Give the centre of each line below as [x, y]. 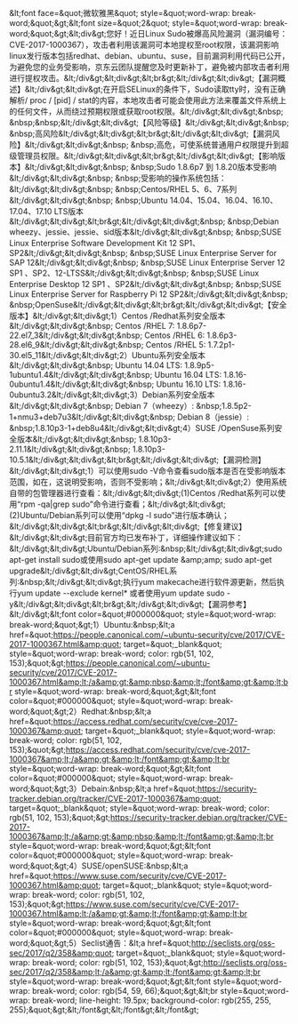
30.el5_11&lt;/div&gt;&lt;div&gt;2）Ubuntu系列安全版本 [108, 355]
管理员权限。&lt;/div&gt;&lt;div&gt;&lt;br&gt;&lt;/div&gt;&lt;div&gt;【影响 [147, 156]
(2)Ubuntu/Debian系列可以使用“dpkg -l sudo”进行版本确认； [119, 515]
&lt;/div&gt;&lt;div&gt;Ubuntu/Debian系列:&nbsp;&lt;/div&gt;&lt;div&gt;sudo [146, 548]
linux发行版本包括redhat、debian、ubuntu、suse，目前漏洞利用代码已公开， [149, 56]
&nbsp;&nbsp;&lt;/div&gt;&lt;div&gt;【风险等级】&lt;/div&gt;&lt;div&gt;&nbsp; [149, 122]
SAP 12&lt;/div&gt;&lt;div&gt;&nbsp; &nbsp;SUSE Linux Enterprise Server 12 [147, 262]
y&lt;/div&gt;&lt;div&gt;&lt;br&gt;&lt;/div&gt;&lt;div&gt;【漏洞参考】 [130, 604]
